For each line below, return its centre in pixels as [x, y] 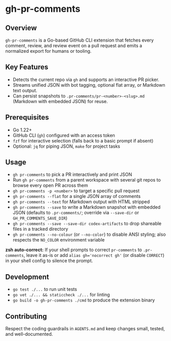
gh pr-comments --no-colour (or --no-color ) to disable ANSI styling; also [89, 234]
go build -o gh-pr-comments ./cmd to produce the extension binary [84, 300]
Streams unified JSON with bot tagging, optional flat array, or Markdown [89, 85]
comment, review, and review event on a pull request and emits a [74, 46]
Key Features [27, 67]
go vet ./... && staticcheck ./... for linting [61, 295]
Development [27, 277]
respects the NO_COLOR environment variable [59, 240]
